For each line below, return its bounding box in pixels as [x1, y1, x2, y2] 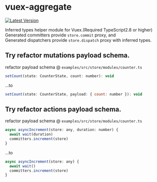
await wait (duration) [9, 132, 53, 137]
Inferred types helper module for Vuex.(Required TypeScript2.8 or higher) [5, 27, 153, 33]
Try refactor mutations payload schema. [5, 51, 130, 60]
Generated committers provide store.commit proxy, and [5, 32, 116, 38]
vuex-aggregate [5, 1, 72, 13]
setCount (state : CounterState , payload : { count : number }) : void [5, 92, 142, 97]
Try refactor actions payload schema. [5, 105, 122, 113]
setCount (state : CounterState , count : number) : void [5, 73, 114, 79]
